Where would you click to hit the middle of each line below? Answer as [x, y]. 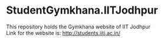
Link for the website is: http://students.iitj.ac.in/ [63, 33]
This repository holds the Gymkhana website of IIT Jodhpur [78, 27]
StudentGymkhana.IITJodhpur [82, 10]
